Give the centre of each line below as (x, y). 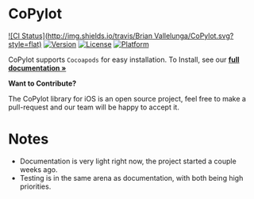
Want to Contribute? (42, 83)
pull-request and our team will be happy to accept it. (94, 107)
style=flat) (25, 44)
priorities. (35, 186)
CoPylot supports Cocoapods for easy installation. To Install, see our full (124, 59)
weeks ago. (38, 169)
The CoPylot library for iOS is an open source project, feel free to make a (127, 98)
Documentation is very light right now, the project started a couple (128, 161)
